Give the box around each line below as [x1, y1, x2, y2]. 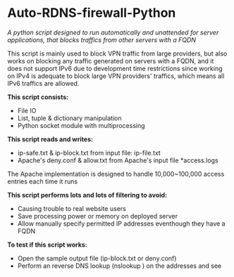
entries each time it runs [7, 177, 78, 186]
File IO [17, 106, 37, 115]
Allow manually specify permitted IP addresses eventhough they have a [17, 219, 226, 228]
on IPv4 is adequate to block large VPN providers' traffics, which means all [7, 72, 225, 80]
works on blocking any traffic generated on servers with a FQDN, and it [7, 56, 214, 65]
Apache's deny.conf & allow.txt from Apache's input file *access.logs [17, 156, 218, 165]
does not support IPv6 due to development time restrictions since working [7, 64, 223, 72]
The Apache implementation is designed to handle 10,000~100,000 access [7, 169, 225, 178]
